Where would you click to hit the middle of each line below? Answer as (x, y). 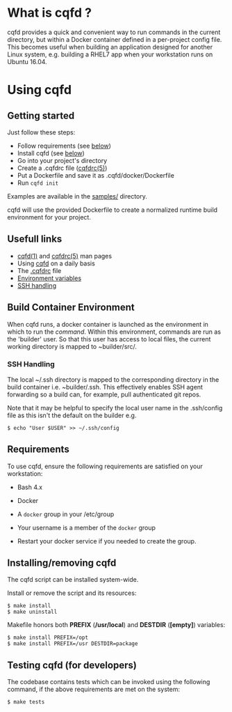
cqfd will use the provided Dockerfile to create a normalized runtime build (112, 210)
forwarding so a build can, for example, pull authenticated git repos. (104, 394)
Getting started (41, 115)
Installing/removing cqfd (62, 563)
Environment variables (49, 278)
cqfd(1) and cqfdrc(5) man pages (65, 256)
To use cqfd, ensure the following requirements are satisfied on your (105, 466)
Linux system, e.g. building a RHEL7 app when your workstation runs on (110, 54)
